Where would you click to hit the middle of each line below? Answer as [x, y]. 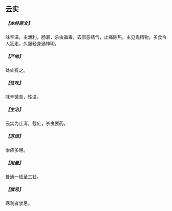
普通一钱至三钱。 [23, 177]
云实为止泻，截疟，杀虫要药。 [37, 123]
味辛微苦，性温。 [23, 97]
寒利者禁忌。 [19, 203]
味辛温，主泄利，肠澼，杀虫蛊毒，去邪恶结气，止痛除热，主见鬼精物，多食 [84, 37]
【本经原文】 [19, 23]
